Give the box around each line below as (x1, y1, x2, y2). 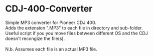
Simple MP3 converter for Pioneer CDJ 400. (5, 19, 96, 25)
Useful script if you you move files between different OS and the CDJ (5, 30, 148, 36)
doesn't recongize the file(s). (5, 35, 65, 41)
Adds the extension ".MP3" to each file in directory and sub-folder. (5, 24, 143, 30)
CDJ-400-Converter (5, 3, 93, 14)
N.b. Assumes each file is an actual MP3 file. (5, 46, 98, 52)
